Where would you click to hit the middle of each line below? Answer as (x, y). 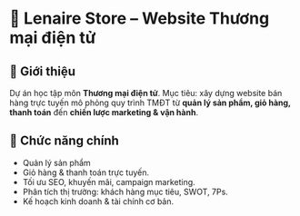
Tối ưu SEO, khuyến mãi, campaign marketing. (109, 182)
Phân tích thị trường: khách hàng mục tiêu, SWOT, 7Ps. (125, 191)
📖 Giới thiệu (42, 71)
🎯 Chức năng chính (65, 141)
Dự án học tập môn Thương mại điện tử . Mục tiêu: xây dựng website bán (146, 93)
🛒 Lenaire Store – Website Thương (140, 19)
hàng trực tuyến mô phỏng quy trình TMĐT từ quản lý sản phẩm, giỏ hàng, (150, 103)
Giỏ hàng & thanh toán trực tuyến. (86, 172)
